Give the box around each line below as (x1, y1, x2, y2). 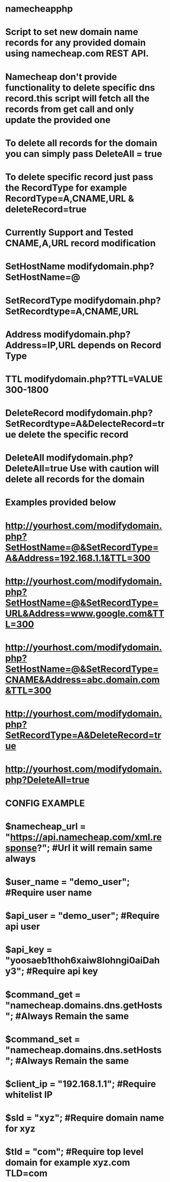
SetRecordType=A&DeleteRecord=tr (5, 729, 161, 741)
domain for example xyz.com (5, 1157, 131, 1168)
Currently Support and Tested (5, 227, 134, 238)
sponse (5, 842, 37, 854)
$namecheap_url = (5, 821, 86, 832)
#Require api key (26, 966, 98, 977)
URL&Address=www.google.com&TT (5, 608, 164, 619)
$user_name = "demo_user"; (5, 876, 130, 888)
